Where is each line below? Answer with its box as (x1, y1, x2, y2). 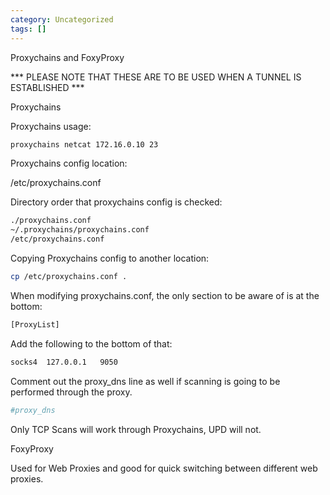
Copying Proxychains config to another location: (10, 252, 210, 264)
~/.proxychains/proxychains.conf (10, 225, 150, 235)
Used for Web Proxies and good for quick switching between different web (10, 462, 318, 474)
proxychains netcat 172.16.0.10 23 (10, 139, 159, 150)
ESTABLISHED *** (10, 81, 85, 93)
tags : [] (10, 24, 47, 34)
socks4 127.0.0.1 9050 (10, 357, 118, 367)
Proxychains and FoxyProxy (10, 51, 125, 63)
